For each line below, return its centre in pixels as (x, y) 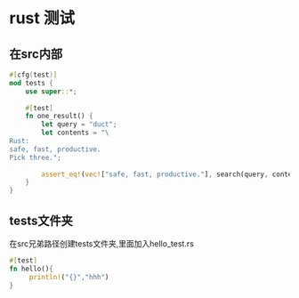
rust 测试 (42, 18)
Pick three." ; (36, 157)
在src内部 (36, 54)
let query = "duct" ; (79, 125)
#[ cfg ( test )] (33, 75)
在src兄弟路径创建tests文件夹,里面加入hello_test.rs (101, 243)
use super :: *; (51, 91)
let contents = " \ (75, 133)
